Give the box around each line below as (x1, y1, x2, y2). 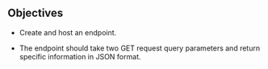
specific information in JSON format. (19, 51, 141, 61)
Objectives (7, 6, 64, 20)
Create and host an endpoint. (19, 27, 117, 37)
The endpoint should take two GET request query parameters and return (19, 43, 260, 53)
